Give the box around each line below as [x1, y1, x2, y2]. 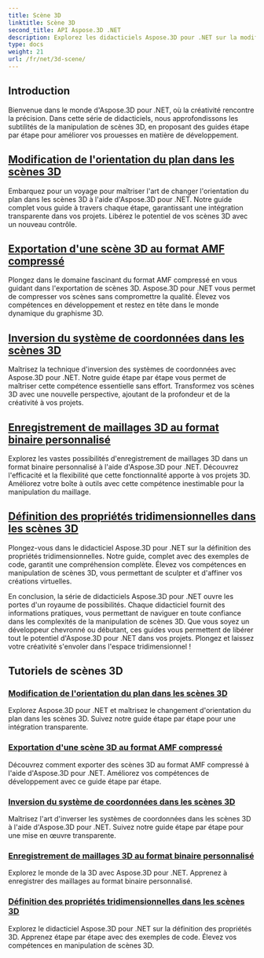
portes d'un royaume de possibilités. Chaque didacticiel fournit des [8, 600, 225, 609]
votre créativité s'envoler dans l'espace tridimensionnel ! [8, 642, 191, 651]
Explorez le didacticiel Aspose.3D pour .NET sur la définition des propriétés [8, 923, 252, 933]
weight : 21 [8, 48, 44, 56]
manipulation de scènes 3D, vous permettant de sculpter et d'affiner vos [8, 568, 243, 577]
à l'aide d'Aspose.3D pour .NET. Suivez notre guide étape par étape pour [8, 822, 244, 832]
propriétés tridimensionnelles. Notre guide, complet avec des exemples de [8, 551, 249, 561]
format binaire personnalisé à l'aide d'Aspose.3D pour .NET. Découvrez [8, 462, 239, 471]
